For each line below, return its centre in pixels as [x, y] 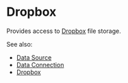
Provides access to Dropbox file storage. [64, 31]
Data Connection [40, 64]
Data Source [34, 57]
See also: [20, 44]
